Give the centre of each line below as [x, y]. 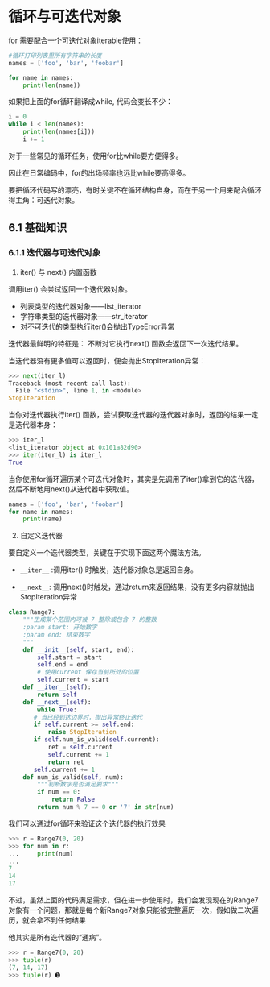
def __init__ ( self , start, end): [79, 649]
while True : [57, 710]
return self [57, 695]
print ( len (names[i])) [59, 132]
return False [73, 800]
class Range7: [32, 612]
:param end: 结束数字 [57, 634]
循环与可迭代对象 [65, 17]
